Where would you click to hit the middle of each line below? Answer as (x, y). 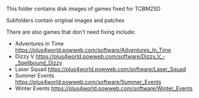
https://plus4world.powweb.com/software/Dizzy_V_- (100, 56)
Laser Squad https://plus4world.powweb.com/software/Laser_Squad (100, 69)
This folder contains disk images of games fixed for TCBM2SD (84, 9)
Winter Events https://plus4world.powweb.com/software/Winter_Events (104, 88)
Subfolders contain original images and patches (66, 20)
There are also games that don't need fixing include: (71, 32)
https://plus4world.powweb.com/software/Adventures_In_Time (93, 50)
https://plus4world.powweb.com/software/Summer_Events (88, 82)
